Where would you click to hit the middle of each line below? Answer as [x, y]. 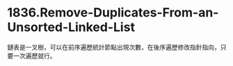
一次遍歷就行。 [34, 56]
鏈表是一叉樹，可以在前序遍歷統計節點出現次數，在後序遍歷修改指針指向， [114, 47]
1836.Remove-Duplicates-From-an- [113, 13]
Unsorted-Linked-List [71, 27]
